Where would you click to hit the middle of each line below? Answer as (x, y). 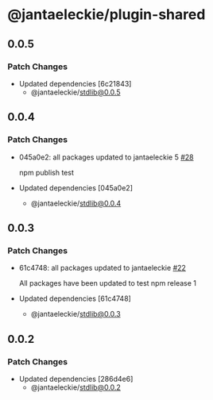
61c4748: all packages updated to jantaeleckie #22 (102, 268)
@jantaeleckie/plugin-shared (106, 15)
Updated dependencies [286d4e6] (76, 379)
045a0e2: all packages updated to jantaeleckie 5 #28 (106, 157)
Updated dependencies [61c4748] (75, 298)
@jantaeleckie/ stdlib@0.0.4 (76, 203)
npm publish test (46, 172)
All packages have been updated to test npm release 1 (107, 283)
